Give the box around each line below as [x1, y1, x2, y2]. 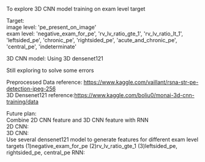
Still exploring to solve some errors [6, 67, 94, 74]
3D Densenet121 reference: [6, 92, 75, 98]
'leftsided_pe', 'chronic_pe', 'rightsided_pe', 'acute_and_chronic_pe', [6, 37, 177, 43]
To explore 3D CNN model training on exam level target [6, 6, 146, 12]
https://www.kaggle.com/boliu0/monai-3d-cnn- [74, 92, 195, 98]
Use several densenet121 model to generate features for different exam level [6, 136, 199, 143]
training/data [6, 98, 39, 105]
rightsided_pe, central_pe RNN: [6, 149, 85, 156]
